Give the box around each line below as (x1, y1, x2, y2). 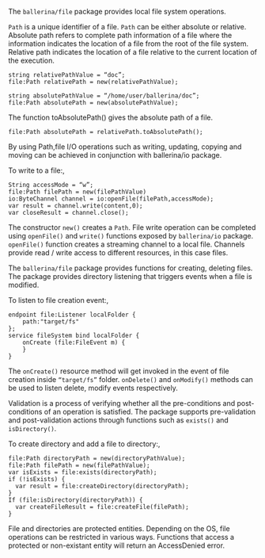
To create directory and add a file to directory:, (8, 439, 161, 449)
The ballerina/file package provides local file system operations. (8, 7, 227, 16)
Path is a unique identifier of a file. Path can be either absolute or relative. (8, 22, 247, 31)
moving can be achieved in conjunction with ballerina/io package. (8, 151, 222, 159)
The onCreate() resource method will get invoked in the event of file (8, 366, 229, 376)
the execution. (8, 55, 55, 65)
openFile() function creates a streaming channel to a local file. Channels (8, 239, 245, 249)
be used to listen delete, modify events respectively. (8, 384, 178, 392)
